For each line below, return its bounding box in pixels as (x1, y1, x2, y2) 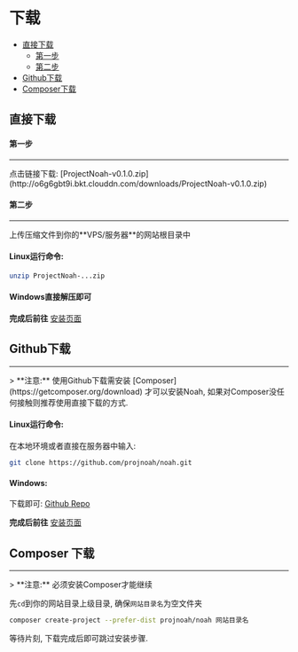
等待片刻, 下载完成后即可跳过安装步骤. (9, 632, 149, 643)
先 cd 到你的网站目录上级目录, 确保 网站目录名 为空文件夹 (9, 598, 202, 609)
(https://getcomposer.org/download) (9, 386, 144, 397)
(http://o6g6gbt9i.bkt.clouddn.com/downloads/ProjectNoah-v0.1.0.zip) (9, 178, 268, 189)
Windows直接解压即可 (9, 292, 91, 302)
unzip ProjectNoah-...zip (9, 271, 105, 280)
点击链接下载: (9, 168, 59, 178)
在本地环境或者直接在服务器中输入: (9, 441, 137, 452)
